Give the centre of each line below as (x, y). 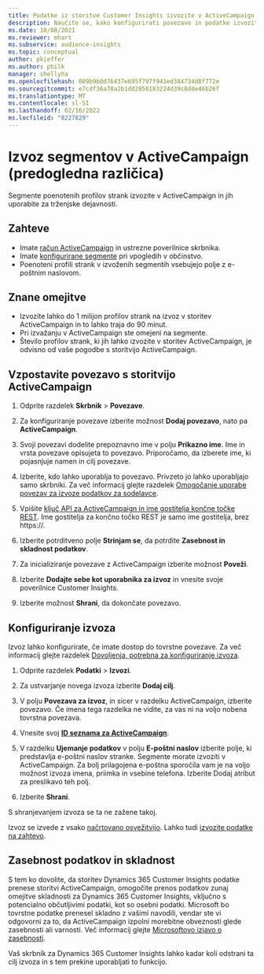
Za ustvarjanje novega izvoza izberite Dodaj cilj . (97, 686)
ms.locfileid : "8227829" (49, 118)
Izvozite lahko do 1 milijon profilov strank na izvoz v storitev (115, 317)
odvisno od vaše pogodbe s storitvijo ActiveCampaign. (108, 350)
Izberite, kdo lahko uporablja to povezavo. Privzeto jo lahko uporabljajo (134, 476)
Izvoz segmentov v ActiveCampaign (128, 157)
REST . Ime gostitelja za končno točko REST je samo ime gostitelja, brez (134, 517)
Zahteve (29, 229)
